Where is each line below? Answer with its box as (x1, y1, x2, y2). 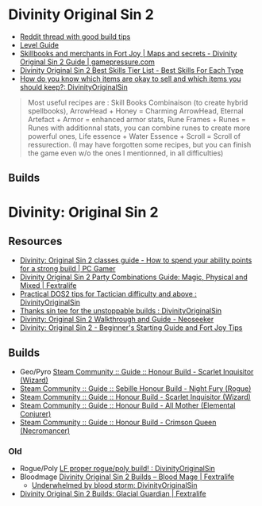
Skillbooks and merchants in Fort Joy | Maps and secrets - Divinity (19, 48, 237, 58)
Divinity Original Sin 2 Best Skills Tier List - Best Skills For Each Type (19, 65, 244, 75)
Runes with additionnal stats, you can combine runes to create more (27, 123, 251, 132)
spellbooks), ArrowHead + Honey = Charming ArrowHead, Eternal (27, 105, 244, 116)
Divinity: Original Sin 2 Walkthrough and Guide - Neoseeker (19, 315, 214, 324)
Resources (8, 234, 63, 247)
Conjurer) (19, 409, 52, 419)
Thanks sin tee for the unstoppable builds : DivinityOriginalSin (19, 306, 222, 316)
